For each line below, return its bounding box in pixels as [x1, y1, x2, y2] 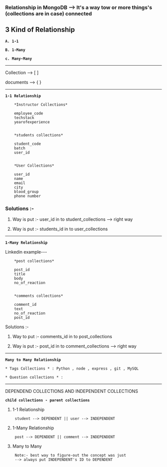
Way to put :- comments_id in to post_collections [12, 334, 112, 340]
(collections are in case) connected [5, 10, 92, 17]
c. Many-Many [5, 56, 32, 61]
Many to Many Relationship [5, 358, 61, 363]
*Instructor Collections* [14, 102, 68, 107]
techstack [14, 115, 35, 120]
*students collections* [14, 132, 64, 138]
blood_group [14, 189, 39, 194]
